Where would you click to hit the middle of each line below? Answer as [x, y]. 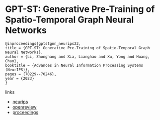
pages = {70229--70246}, [31, 74]
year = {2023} [20, 78]
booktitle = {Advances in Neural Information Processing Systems [74, 65]
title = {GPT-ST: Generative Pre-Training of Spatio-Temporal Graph [78, 48]
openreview [24, 107]
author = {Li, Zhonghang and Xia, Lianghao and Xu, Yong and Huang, [78, 57]
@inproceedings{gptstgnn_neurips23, [43, 43]
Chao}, [12, 61]
